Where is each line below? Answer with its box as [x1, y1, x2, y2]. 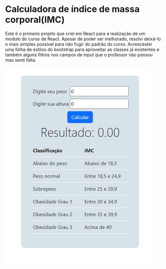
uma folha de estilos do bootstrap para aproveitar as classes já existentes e [5, 46, 160, 52]
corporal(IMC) [5, 14, 65, 25]
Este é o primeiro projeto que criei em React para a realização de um [5, 30, 146, 36]
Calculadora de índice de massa [5, 3, 140, 15]
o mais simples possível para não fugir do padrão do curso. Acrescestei [5, 41, 153, 47]
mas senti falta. [5, 57, 37, 63]
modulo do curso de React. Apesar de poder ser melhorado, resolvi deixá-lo [5, 36, 161, 42]
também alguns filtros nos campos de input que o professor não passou [5, 51, 153, 58]
